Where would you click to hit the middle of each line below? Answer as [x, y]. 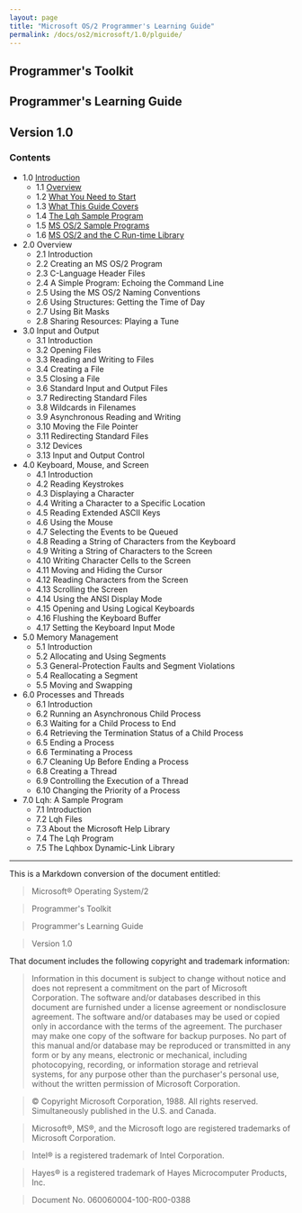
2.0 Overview [47, 244]
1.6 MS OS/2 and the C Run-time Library [110, 234]
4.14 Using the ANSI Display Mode [99, 598]
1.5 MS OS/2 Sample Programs [93, 225]
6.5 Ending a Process [75, 742]
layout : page [34, 18]
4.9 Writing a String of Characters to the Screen [124, 551]
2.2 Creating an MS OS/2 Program [99, 263]
